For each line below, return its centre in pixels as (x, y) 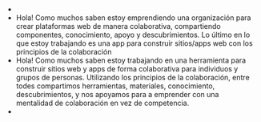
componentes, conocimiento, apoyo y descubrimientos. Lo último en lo (133, 35)
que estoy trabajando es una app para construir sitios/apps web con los (135, 43)
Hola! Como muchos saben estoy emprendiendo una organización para (133, 18)
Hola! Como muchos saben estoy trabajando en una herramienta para (131, 60)
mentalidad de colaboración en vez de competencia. (102, 103)
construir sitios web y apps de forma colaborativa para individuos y (127, 69)
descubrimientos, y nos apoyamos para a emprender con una (117, 94)
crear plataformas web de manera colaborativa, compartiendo (118, 26)
